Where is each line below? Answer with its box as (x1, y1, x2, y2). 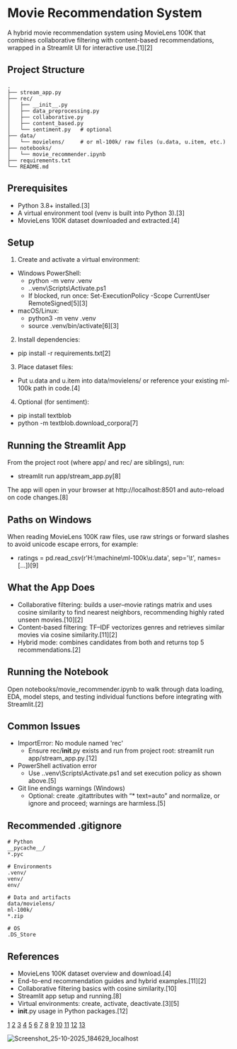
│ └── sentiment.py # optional (7, 126, 112, 133)
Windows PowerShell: (17, 269, 81, 277)
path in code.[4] (33, 384, 81, 393)
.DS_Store (7, 932, 37, 939)
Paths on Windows (7, 514, 92, 526)
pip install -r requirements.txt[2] (17, 349, 111, 358)
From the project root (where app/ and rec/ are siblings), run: (7, 458, 185, 467)
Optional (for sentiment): (17, 398, 90, 406)
